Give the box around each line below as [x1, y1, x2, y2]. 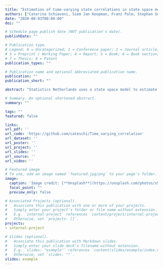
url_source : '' [5, 154, 36, 159]
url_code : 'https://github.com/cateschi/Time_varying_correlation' [5, 131, 145, 136]
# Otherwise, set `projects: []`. [5, 217, 79, 222]
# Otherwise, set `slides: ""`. [5, 253, 75, 257]
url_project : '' [5, 145, 38, 150]
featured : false [5, 113, 38, 119]
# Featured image [5, 167, 40, 172]
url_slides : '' [5, 149, 36, 154]
